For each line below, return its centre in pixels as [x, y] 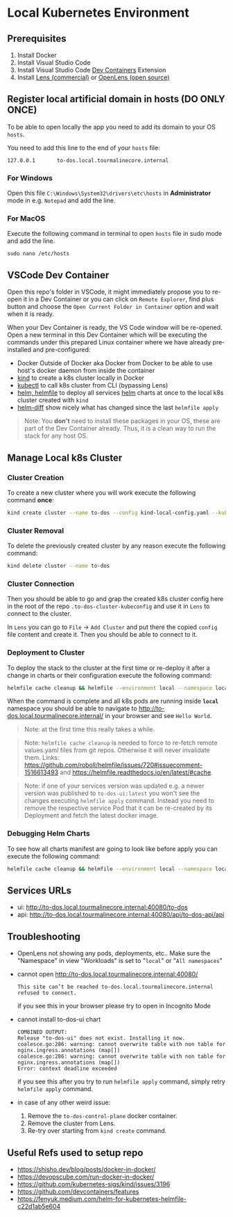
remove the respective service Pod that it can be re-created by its [118, 808]
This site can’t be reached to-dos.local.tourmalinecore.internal [115, 987]
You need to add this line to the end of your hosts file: [84, 148]
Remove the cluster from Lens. [71, 1123]
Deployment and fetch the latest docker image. [91, 816]
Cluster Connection [41, 584]
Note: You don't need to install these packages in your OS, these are [122, 421]
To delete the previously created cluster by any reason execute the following [116, 546]
